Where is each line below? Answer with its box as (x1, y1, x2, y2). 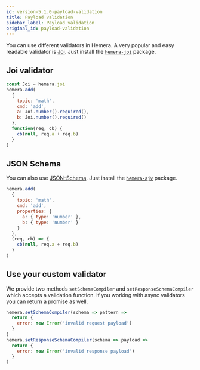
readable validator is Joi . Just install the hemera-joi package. (6, 48, 156, 55)
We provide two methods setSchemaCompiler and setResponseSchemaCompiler (6, 285, 194, 292)
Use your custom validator (6, 269, 107, 279)
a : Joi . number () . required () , (17, 109, 90, 115)
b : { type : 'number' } (21, 219, 79, 226)
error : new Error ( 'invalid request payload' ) (17, 320, 133, 326)
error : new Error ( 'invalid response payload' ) (17, 348, 135, 354)
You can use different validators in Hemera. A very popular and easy (6, 42, 174, 49)
